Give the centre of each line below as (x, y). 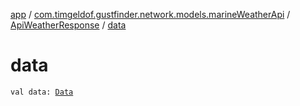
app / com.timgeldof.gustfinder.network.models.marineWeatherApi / (150, 14)
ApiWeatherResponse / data (68, 25)
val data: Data (42, 92)
